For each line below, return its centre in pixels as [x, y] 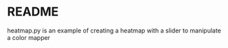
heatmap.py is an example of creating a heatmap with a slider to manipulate [114, 30]
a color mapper [28, 37]
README [33, 12]
